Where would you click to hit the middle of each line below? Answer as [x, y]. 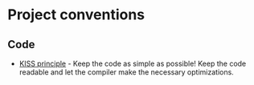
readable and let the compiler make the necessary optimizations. [126, 72]
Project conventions [76, 15]
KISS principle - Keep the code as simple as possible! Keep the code [133, 63]
